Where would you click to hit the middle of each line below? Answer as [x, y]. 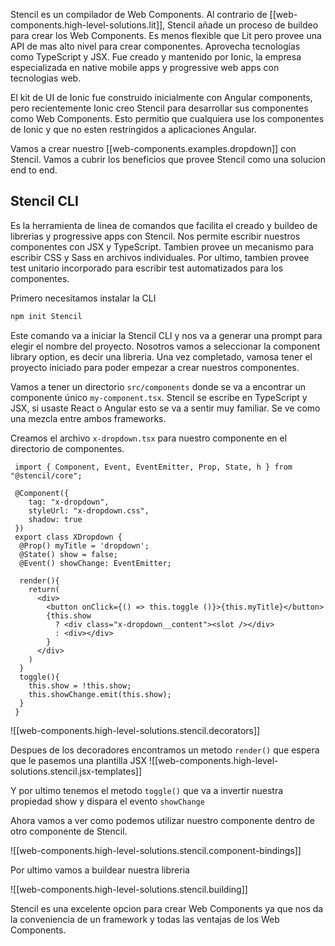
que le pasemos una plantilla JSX [78, 760]
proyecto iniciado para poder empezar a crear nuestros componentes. [155, 367]
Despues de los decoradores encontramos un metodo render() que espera [165, 750]
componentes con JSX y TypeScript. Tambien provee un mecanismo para [162, 246]
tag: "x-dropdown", [69, 502]
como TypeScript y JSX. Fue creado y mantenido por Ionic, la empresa [156, 57]
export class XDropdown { [68, 537]
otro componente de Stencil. [69, 831]
